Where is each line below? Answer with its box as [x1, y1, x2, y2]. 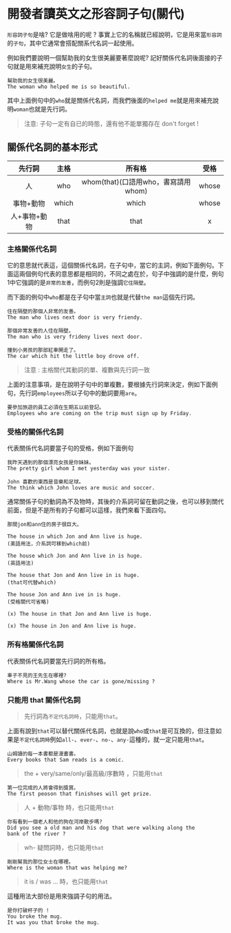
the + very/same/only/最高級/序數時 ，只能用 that [23, 769, 163, 777]
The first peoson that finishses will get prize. [7, 790, 153, 797]
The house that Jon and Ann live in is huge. [7, 572, 140, 579]
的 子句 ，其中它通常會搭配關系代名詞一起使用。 [7, 39, 138, 47]
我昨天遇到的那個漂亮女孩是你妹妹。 [7, 459, 95, 466]
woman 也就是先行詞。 [13, 105, 71, 113]
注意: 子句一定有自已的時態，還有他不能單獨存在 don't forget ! [23, 119, 199, 127]
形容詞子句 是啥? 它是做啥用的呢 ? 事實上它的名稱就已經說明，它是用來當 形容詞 [7, 30, 222, 39]
